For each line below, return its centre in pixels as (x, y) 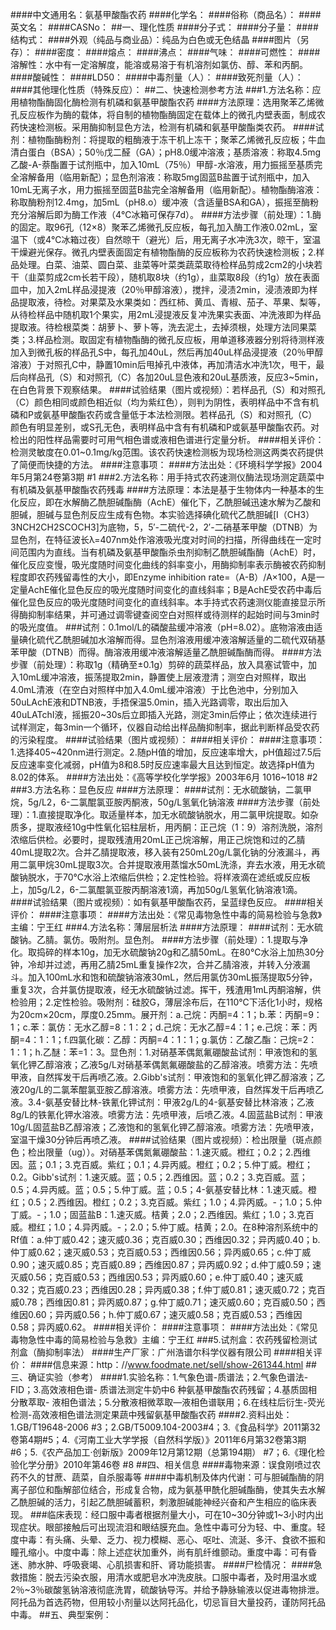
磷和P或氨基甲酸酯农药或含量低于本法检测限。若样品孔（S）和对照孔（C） (164, 414)
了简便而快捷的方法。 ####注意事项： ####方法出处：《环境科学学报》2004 (166, 464)
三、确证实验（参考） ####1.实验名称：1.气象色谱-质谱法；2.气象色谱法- (159, 1377)
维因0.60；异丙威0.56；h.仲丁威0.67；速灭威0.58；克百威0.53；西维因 (156, 1314)
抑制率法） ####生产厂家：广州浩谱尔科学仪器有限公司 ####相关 (179, 1352)
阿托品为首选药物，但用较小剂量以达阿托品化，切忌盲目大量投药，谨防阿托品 (168, 1602)
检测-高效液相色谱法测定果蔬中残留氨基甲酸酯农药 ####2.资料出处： (151, 1414)
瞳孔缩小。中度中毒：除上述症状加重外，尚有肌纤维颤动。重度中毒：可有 (159, 1552)
